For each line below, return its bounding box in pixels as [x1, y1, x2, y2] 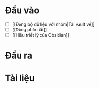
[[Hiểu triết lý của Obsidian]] [12, 32, 69, 38]
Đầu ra [5, 50, 33, 61]
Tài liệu [5, 72, 35, 84]
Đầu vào [5, 5, 40, 16]
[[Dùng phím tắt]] [12, 27, 47, 32]
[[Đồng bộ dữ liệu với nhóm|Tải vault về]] [12, 21, 95, 27]
